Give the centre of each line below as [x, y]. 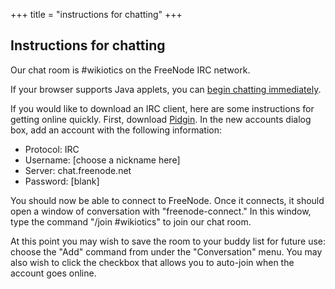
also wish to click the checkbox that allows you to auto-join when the [152, 262]
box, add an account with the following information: [116, 130]
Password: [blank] [62, 181]
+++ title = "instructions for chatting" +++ [96, 14]
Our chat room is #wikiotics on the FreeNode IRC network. [130, 70]
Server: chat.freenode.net [78, 170]
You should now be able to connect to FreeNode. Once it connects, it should [167, 200]
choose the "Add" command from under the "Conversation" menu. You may [166, 251]
